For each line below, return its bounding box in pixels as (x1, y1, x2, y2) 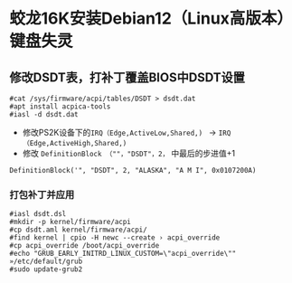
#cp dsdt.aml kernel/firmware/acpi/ (9, 225, 147, 235)
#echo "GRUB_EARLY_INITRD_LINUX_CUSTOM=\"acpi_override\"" (9, 250, 237, 259)
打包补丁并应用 (9, 188, 75, 201)
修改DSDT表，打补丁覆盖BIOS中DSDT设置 (9, 70, 246, 85)
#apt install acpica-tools (9, 102, 111, 111)
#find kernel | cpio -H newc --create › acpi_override (9, 233, 221, 242)
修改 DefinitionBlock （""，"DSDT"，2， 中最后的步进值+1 (22, 148, 236, 158)
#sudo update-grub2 (9, 265, 83, 274)
